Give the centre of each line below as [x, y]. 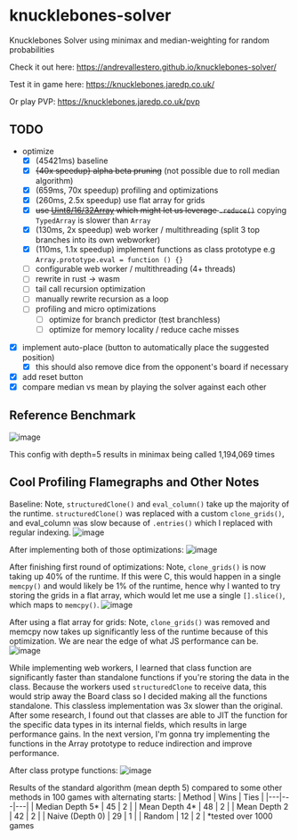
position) [38, 357]
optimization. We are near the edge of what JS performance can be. [134, 641]
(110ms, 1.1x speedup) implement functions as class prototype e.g [155, 250]
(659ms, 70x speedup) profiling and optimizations [127, 190]
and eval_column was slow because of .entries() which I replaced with [141, 523]
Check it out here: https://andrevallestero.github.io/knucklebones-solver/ [143, 67]
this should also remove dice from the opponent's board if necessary [162, 366]
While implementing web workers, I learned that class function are [130, 667]
